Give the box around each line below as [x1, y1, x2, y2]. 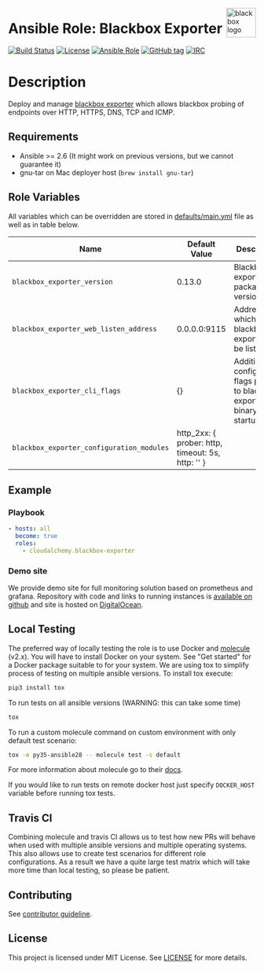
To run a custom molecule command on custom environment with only [8, 727, 236, 737]
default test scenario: [8, 735, 77, 745]
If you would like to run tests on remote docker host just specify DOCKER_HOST [8, 780, 255, 789]
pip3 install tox [8, 683, 65, 691]
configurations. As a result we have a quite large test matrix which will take [8, 857, 251, 867]
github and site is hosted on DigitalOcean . [8, 599, 144, 609]
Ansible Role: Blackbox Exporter [8, 20, 222, 38]
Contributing [8, 888, 72, 902]
